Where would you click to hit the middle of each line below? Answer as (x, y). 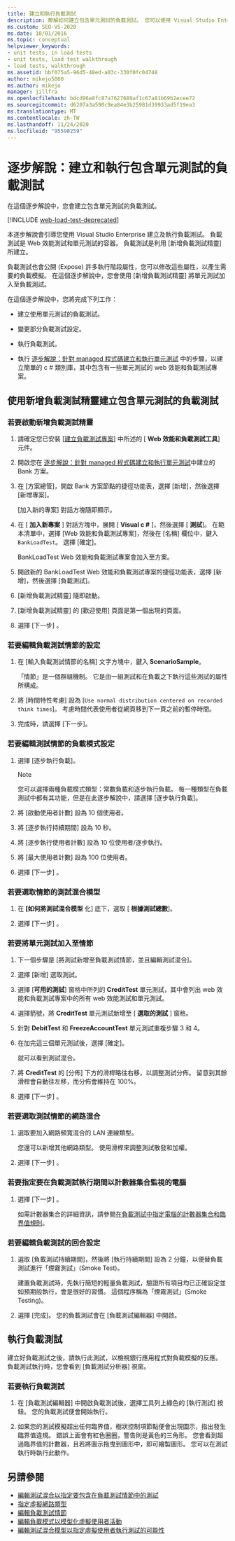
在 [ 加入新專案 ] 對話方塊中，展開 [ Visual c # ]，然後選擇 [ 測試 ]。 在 (118, 525)
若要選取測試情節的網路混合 (54, 1117)
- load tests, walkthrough (47, 66)
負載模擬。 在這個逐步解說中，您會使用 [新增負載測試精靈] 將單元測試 (119, 276)
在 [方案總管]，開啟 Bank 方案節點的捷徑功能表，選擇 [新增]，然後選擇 (118, 486)
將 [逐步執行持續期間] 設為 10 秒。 (66, 827)
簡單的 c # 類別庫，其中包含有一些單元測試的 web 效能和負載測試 (117, 368)
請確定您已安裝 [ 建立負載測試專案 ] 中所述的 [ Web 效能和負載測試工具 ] (119, 439)
